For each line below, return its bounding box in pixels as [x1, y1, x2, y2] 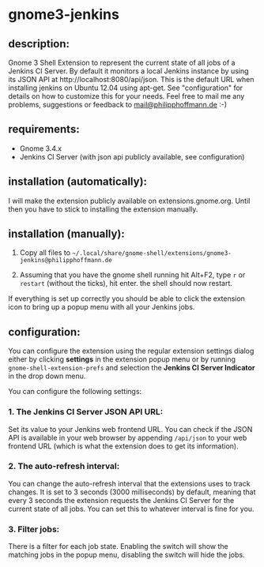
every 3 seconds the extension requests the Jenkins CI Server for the [8, 495, 235, 505]
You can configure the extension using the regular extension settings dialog [8, 346, 255, 356]
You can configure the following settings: [8, 387, 142, 396]
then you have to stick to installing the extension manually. [8, 204, 198, 214]
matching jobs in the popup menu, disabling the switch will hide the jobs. [8, 550, 245, 560]
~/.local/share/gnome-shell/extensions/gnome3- [72, 250, 232, 257]
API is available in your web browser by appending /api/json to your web [8, 433, 247, 442]
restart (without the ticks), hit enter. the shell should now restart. [19, 279, 233, 288]
